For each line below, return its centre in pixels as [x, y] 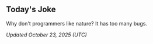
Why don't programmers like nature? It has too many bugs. [77, 23]
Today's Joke [31, 10]
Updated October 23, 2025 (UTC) [47, 35]
